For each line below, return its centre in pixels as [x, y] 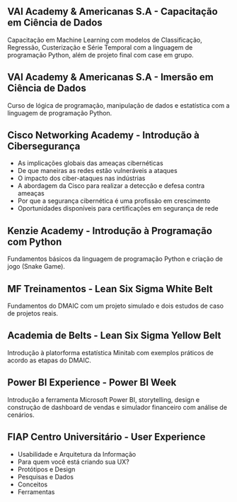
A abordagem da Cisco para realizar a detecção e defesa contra [111, 186]
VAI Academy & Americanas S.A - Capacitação [112, 12]
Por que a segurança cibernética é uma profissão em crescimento [114, 201]
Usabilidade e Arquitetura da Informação [77, 454]
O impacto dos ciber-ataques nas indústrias [81, 178]
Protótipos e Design [46, 469]
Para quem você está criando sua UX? [73, 462]
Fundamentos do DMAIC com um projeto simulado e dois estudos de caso [116, 306]
